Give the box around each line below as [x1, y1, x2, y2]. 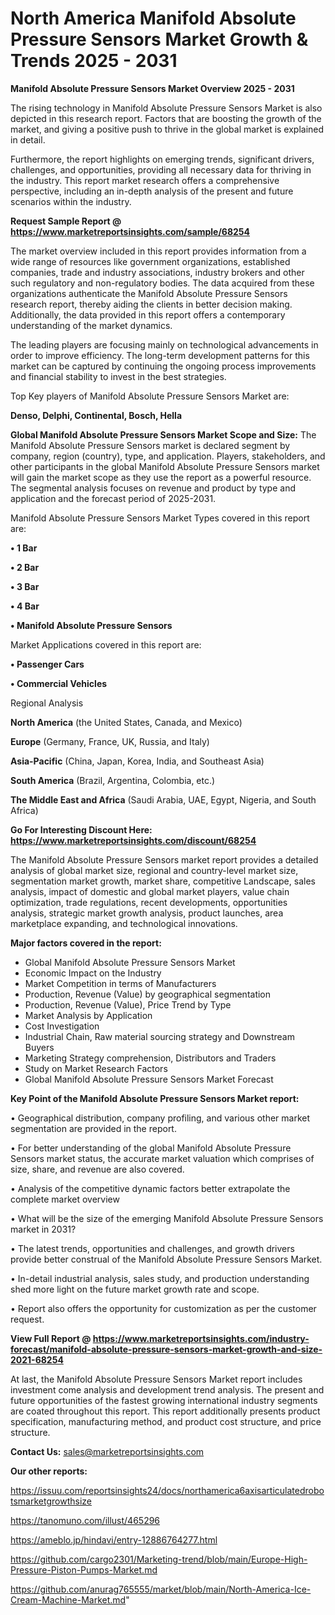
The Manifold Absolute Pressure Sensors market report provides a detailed [10, 853, 319, 866]
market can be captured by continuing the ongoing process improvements [10, 360, 317, 372]
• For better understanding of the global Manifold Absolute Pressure [10, 1142, 292, 1154]
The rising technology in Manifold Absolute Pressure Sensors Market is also [10, 102, 323, 114]
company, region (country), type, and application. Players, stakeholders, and [10, 450, 326, 462]
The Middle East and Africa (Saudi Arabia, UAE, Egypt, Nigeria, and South [10, 793, 317, 806]
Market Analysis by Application [24, 1009, 153, 1021]
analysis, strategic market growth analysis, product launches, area [10, 907, 284, 919]
